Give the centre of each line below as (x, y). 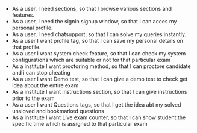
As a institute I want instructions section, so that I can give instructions (99, 92)
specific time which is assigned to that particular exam (80, 124)
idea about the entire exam (45, 85)
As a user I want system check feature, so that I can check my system (99, 53)
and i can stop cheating (41, 73)
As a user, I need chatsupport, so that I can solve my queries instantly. (99, 34)
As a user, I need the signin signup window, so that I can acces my (94, 21)
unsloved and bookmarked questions (58, 111)
